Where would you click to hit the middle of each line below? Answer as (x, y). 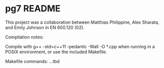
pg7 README (33, 9)
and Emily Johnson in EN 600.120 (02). (45, 27)
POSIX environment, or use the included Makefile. (56, 52)
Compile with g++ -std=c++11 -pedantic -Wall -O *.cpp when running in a (80, 46)
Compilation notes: (24, 37)
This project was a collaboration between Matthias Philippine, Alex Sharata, (82, 22)
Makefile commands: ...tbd (32, 61)
